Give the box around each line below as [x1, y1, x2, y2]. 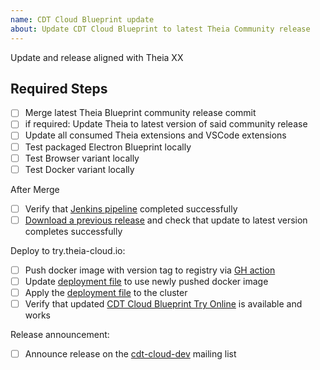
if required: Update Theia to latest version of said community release [24, 118, 308, 130]
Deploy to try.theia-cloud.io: [10, 244, 126, 256]
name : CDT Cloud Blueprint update [10, 14, 155, 25]
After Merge [10, 183, 60, 195]
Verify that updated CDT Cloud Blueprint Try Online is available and [24, 298, 303, 310]
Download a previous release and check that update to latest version [24, 214, 308, 226]
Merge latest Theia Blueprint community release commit [24, 107, 257, 119]
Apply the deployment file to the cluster [24, 286, 188, 298]
